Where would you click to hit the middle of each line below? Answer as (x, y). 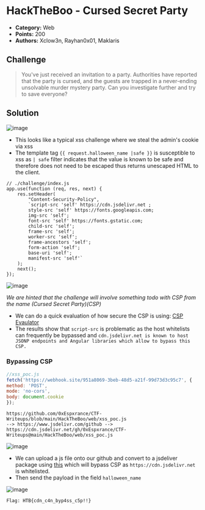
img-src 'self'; (49, 215)
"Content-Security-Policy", (64, 199)
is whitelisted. (32, 472)
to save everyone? (45, 94)
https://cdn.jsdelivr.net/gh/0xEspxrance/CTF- (67, 430)
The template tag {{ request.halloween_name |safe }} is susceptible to (105, 153)
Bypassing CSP (30, 362)
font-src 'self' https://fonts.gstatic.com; (86, 220)
